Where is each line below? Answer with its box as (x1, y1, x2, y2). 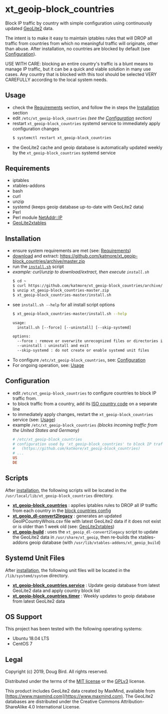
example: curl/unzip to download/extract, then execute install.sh (12, 269, 149, 275)
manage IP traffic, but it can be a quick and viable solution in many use (5, 66, 151, 72)
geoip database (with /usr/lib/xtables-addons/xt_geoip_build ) (29, 539, 161, 545)
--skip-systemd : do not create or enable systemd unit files (17, 348, 149, 353)
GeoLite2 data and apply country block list (12, 587, 100, 593)
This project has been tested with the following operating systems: (5, 626, 142, 632)
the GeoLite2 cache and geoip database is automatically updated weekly (12, 144, 162, 150)
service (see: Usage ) (12, 416, 56, 422)
